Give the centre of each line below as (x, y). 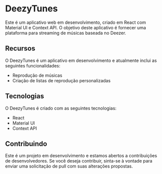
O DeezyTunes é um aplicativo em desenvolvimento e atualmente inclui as (81, 60)
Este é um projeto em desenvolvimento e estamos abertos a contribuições (81, 156)
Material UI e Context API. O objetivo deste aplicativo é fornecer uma (76, 27)
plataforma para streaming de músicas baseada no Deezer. (66, 33)
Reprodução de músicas (37, 75)
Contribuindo (26, 144)
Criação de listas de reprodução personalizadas (61, 80)
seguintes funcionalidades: (33, 65)
